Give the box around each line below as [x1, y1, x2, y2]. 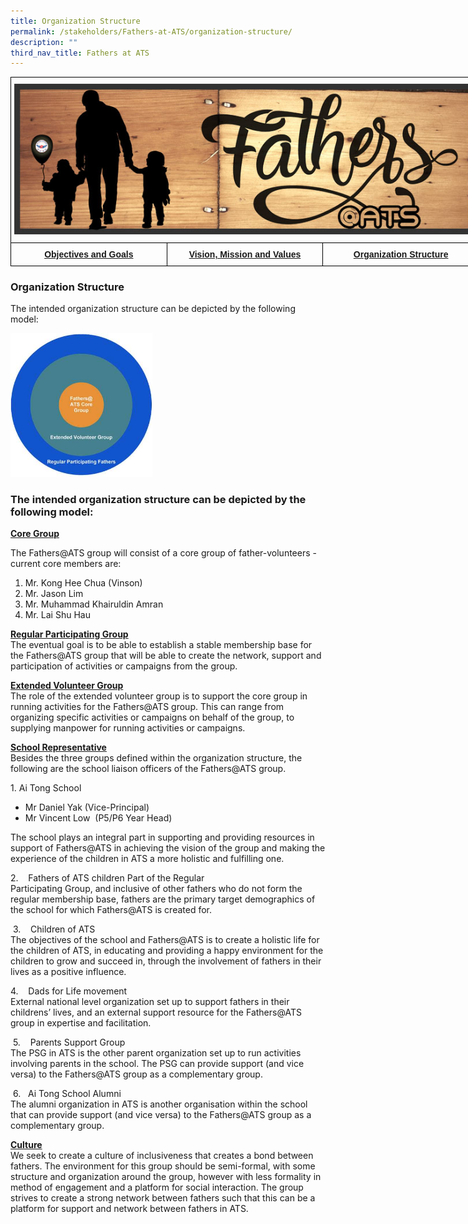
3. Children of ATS [12, 923, 96, 935]
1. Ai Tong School [10, 781, 82, 794]
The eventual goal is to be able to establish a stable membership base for [10, 638, 313, 650]
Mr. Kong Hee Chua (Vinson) [24, 576, 143, 589]
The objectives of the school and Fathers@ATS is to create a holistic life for [10, 933, 320, 945]
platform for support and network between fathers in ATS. [10, 1202, 249, 1214]
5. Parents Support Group [12, 1036, 126, 1048]
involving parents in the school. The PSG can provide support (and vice [10, 1057, 305, 1069]
